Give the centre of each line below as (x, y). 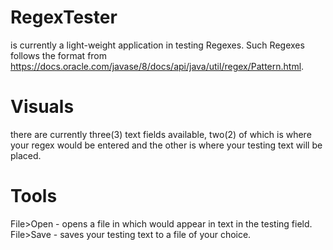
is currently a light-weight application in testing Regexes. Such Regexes (157, 45)
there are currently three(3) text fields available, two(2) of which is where (161, 134)
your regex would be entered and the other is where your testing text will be (166, 145)
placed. (26, 155)
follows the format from (59, 55)
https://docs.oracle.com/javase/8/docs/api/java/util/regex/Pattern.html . (157, 66)
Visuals (42, 107)
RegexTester (64, 17)
